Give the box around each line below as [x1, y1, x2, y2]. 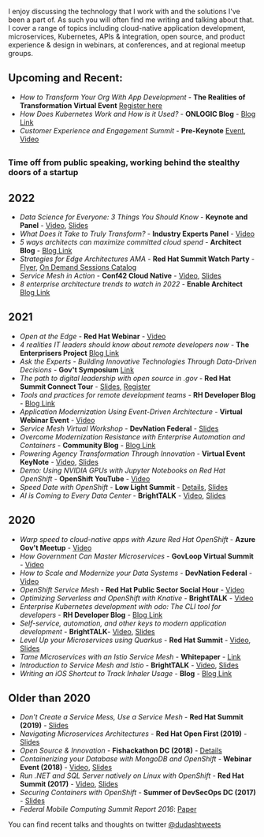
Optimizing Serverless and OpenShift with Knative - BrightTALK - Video [19, 593, 254, 603]
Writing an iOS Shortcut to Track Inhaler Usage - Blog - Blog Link [19, 668, 232, 678]
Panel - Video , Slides [19, 221, 89, 230]
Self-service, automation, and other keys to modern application [19, 618, 227, 628]
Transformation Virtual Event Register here [19, 100, 163, 110]
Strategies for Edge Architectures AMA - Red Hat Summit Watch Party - [19, 254, 255, 263]
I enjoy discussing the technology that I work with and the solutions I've [8, 7, 240, 16]
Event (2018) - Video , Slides [19, 763, 113, 772]
